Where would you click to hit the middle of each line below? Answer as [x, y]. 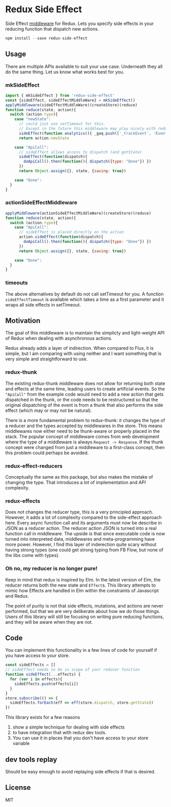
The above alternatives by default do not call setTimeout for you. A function [84, 294]
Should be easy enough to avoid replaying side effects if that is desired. [80, 772]
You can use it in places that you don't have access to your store [80, 738]
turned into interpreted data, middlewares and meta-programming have [80, 539]
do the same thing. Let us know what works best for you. [65, 72]
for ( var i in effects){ [36, 679]
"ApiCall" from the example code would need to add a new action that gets [84, 394]
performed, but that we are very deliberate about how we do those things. [83, 611]
